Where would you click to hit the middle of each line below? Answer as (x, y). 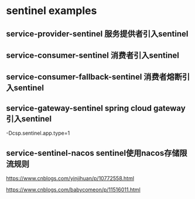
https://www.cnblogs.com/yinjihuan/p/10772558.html (70, 178)
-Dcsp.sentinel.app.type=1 (38, 133)
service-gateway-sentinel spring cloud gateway (96, 108)
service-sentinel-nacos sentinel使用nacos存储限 (97, 153)
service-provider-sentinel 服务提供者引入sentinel (97, 34)
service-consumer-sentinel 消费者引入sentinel (93, 55)
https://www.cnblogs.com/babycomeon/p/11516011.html (73, 189)
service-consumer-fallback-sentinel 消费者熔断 (94, 77)
